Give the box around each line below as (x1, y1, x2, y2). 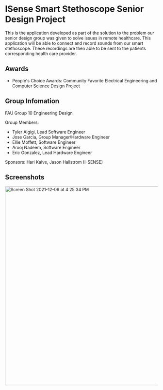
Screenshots (5, 173, 45, 181)
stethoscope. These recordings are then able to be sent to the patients (5, 45, 146, 51)
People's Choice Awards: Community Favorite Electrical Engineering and (12, 78, 157, 83)
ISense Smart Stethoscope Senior (5, 3, 144, 15)
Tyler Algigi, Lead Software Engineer (12, 129, 86, 135)
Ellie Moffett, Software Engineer (12, 139, 76, 145)
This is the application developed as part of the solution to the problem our (5, 30, 154, 36)
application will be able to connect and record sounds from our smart (5, 40, 144, 46)
